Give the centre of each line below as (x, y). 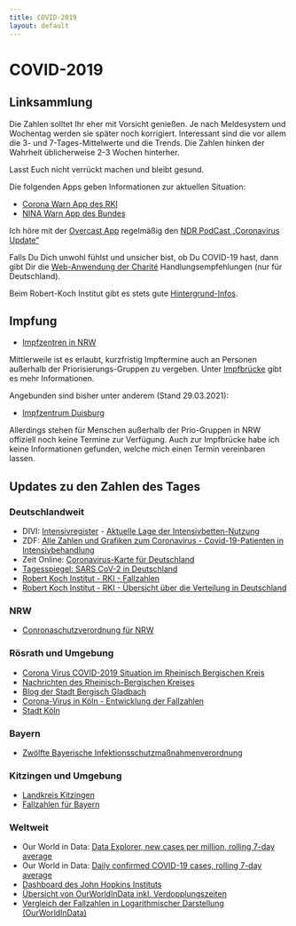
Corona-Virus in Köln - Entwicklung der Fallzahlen (113, 701)
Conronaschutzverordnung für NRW (88, 630)
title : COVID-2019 (43, 17)
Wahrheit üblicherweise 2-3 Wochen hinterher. (94, 152)
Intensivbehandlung (58, 550)
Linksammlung (51, 103)
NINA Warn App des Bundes (74, 213)
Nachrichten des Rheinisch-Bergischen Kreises (108, 682)
